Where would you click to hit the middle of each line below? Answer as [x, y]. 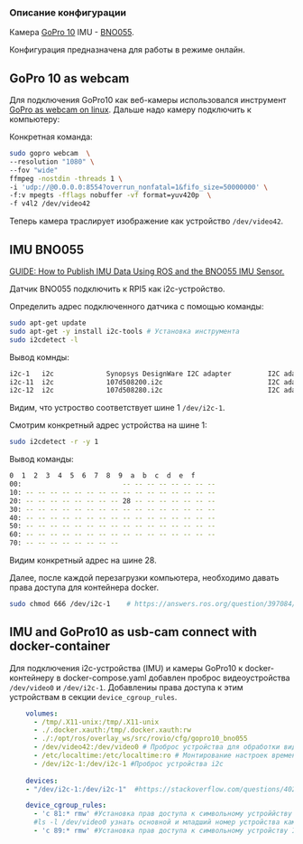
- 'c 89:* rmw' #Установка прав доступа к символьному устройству [161, 831]
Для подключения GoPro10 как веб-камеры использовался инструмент [148, 100]
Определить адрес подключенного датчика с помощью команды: [137, 307]
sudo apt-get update [48, 323]
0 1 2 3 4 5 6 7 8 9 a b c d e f [102, 476]
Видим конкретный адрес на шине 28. [83, 560]
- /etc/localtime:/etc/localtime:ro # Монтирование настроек [151, 756]
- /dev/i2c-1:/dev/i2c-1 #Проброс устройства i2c [128, 763]
